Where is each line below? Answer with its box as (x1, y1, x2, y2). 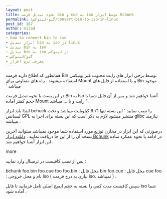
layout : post (6, 7, 33, 13)
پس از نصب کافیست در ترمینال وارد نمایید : (6, 158, 87, 164)
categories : (6, 31, 31, 36)
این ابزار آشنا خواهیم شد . (6, 139, 54, 145)
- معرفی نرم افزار (6, 59, 44, 64)
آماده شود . (6, 188, 27, 194)
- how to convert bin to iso (6, 36, 67, 41)
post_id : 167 (6, 21, 33, 27)
